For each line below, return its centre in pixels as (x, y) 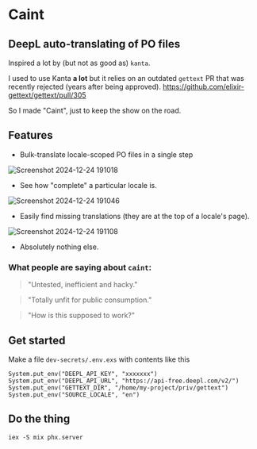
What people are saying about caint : (80, 267)
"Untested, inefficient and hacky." (82, 285)
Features (31, 135)
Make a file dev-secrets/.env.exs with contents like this (99, 359)
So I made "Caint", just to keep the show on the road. (95, 110)
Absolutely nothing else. (59, 247)
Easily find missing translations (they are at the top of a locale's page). (134, 216)
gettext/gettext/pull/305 (47, 95)
